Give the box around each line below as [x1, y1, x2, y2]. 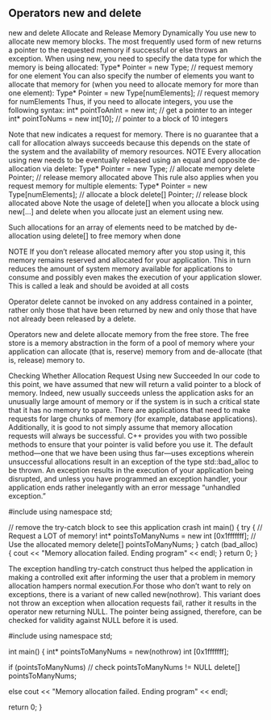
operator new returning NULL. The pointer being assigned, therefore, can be [8, 606, 262, 617]
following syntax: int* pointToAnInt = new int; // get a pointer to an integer [8, 105, 252, 115]
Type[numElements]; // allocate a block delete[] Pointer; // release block [8, 189, 248, 199]
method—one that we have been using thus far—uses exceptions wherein [8, 448, 254, 457]
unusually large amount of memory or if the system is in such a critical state [8, 396, 261, 406]
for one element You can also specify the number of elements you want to [8, 70, 255, 80]
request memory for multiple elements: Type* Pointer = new [8, 181, 208, 191]
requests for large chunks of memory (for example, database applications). [8, 414, 258, 423]
